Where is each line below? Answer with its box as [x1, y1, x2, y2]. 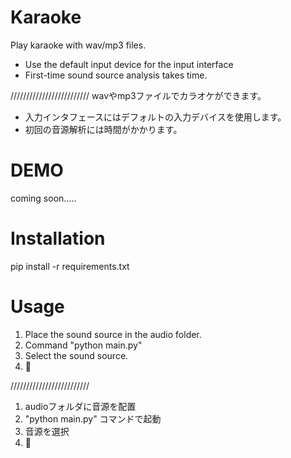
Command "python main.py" [24, 339, 143, 351]
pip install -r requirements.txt [10, 260, 130, 272]
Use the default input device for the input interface [24, 58, 234, 70]
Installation [10, 227, 106, 250]
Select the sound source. [24, 349, 129, 361]
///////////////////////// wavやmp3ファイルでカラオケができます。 [10, 89, 267, 101]
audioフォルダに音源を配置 [24, 400, 137, 412]
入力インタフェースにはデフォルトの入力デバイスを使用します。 [24, 111, 287, 123]
